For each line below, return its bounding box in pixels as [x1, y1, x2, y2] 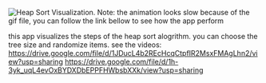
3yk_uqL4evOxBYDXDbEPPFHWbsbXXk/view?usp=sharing [8, 65, 204, 75]
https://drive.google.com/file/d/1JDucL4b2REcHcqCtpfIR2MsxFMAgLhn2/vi [8, 49, 258, 57]
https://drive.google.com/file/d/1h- [65, 57, 179, 66]
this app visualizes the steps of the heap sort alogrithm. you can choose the [8, 32, 258, 41]
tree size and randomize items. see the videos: [8, 40, 162, 49]
